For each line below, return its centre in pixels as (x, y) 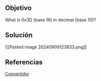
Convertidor (17, 74)
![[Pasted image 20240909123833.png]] (46, 47)
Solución (19, 35)
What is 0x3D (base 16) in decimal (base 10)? (51, 20)
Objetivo (18, 8)
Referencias (24, 62)
